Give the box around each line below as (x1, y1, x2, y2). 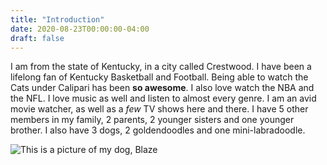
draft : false (10, 33, 65, 43)
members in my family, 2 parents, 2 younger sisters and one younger (10, 114, 295, 126)
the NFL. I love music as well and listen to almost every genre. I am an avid (10, 92, 317, 105)
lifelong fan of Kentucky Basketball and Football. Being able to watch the (10, 71, 309, 83)
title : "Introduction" (10, 14, 105, 25)
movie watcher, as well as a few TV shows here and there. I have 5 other (10, 103, 309, 115)
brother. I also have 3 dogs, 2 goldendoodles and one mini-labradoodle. (10, 124, 306, 136)
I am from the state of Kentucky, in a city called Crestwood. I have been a (10, 61, 312, 73)
